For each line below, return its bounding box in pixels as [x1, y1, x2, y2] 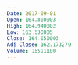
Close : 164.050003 [7, 35, 59, 42]
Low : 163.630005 [7, 28, 53, 36]
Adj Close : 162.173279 [7, 41, 71, 48]
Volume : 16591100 [7, 48, 56, 55]
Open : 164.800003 [7, 16, 56, 23]
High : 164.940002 [7, 22, 56, 29]
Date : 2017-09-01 [7, 9, 56, 17]
